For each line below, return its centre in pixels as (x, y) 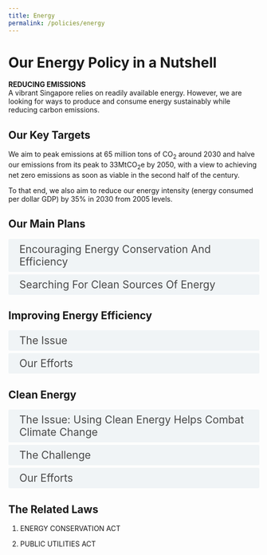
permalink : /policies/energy (57, 23)
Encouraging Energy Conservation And (115, 249)
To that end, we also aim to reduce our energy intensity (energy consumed (131, 190)
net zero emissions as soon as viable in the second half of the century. (124, 175)
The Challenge (55, 455)
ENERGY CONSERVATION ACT (70, 529)
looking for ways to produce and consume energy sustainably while (120, 101)
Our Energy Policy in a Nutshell (113, 63)
